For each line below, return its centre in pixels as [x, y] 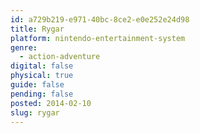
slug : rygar [35, 112]
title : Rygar [37, 29]
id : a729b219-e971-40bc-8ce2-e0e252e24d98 [100, 19]
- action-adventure [60, 57]
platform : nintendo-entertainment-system [98, 38]
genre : [24, 47]
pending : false [42, 94]
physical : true [42, 76]
